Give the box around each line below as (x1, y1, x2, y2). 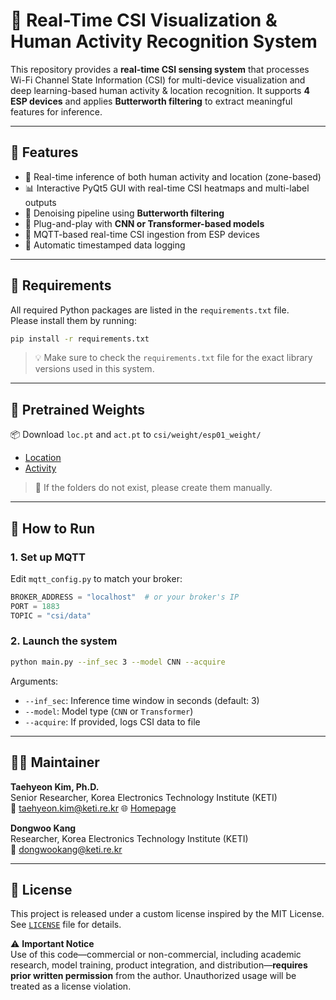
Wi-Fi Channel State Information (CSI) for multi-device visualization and (10, 74, 306, 86)
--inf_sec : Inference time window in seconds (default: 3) (24, 694, 260, 706)
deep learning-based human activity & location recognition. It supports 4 (10, 84, 310, 96)
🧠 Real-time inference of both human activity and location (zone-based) (24, 170, 322, 183)
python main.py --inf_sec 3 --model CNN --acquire (10, 657, 226, 667)
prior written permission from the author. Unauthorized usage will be (10, 970, 297, 982)
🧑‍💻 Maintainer (10, 754, 100, 771)
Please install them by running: (10, 314, 137, 326)
